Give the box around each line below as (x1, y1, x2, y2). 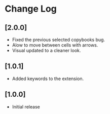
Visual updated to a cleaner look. (12, 48, 81, 53)
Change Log (5, 3, 57, 15)
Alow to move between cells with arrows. (12, 42, 98, 48)
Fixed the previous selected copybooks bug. (12, 36, 105, 43)
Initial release (12, 103, 40, 109)
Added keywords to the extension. (12, 75, 84, 82)
